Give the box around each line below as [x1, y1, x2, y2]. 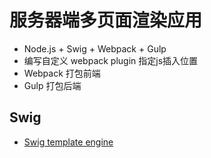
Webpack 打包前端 [23, 67, 101, 79]
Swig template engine [23, 136, 114, 148]
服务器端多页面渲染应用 [9, 9, 203, 32]
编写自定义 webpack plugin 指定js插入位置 [23, 54, 199, 66]
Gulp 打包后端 [23, 79, 82, 91]
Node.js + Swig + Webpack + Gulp [23, 42, 167, 55]
